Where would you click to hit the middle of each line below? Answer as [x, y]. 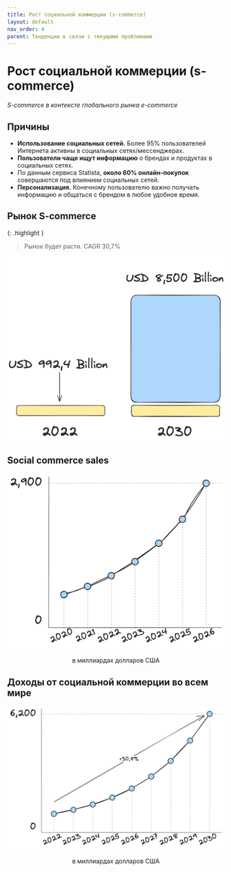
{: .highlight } [26, 233]
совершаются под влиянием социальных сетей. [88, 180]
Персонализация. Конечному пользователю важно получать [108, 187]
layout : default [30, 22]
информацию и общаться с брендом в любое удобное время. [108, 194]
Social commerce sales [58, 460]
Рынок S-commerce [52, 216]
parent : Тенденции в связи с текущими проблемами [80, 37]
